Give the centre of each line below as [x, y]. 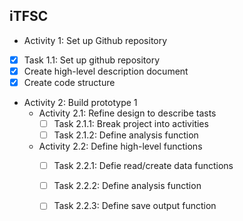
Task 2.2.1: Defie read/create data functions [143, 166]
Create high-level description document [106, 71]
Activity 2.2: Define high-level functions [120, 146]
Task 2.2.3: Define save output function [135, 206]
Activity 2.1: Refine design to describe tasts [127, 113]
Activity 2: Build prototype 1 [80, 102]
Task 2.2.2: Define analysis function [127, 186]
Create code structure [69, 82]
